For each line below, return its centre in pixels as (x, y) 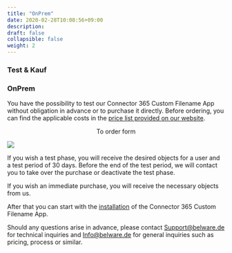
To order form (116, 131)
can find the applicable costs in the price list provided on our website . (106, 118)
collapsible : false (35, 39)
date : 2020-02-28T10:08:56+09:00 (55, 20)
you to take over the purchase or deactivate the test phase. (91, 173)
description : (26, 26)
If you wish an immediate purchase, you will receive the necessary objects (113, 186)
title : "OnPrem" (30, 13)
